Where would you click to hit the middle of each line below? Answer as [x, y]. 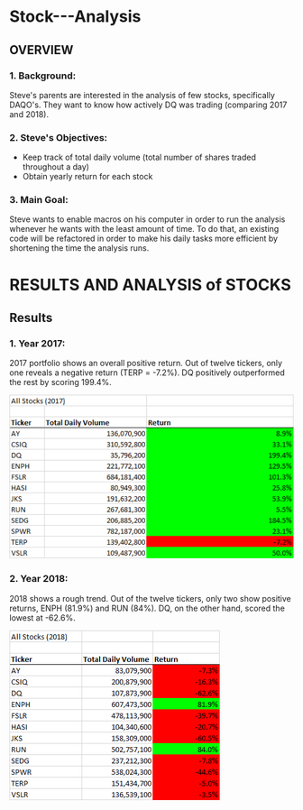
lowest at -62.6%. [42, 617]
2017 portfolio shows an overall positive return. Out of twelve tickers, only [146, 364]
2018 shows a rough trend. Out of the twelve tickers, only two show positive [150, 598]
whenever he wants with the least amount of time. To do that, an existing [144, 229]
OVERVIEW [41, 50]
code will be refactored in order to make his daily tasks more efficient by [143, 239]
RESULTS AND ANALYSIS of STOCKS [150, 285]
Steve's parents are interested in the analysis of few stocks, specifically [142, 95]
